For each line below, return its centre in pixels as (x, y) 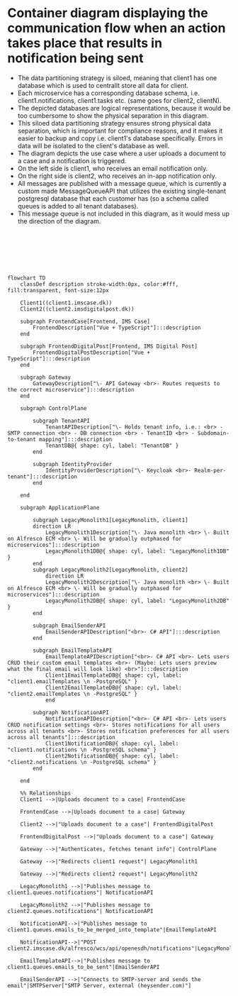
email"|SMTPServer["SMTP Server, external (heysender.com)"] (100, 985)
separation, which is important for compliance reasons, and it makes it (120, 131)
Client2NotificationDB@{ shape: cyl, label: (112, 756)
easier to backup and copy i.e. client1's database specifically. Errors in (120, 138)
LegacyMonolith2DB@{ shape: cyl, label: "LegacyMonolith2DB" (137, 601)
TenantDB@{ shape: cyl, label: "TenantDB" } (112, 446)
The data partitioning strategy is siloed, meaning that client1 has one (117, 78)
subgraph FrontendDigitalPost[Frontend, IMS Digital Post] (109, 346)
